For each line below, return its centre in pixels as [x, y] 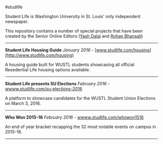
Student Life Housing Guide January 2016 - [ [51, 50]
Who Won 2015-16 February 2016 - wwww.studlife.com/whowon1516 [74, 117]
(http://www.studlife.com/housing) [40, 55]
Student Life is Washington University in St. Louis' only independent [73, 16]
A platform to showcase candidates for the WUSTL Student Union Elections [80, 98]
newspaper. [17, 22]
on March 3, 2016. [23, 103]
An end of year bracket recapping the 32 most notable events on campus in [81, 127]
